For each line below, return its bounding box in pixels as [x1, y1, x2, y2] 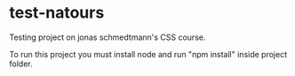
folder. [9, 58, 33, 69]
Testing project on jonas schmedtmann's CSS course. [9, 32, 206, 42]
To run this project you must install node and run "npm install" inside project [9, 49, 287, 59]
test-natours [9, 3, 105, 23]
